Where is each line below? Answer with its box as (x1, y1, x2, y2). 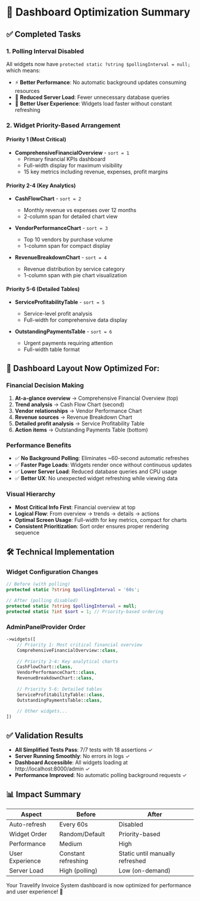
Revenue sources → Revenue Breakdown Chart (14, 414, 133, 421)
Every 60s (59, 820, 88, 828)
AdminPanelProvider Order (6, 623, 86, 631)
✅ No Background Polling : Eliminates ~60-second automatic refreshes (14, 455, 189, 462)
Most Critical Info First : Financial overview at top (14, 504, 136, 511)
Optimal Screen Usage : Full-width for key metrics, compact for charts (14, 516, 187, 523)
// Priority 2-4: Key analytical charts (17, 658, 118, 664)
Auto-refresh (9, 820, 46, 828)
